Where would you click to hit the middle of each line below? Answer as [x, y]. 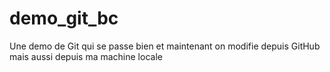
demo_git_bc [64, 18]
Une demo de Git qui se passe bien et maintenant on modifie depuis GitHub [165, 46]
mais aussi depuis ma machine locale [86, 56]
